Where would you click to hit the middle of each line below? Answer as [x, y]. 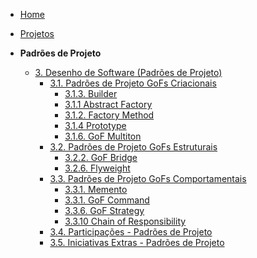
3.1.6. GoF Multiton [103, 136]
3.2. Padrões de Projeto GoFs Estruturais [133, 147]
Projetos [37, 33]
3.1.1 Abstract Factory [108, 104]
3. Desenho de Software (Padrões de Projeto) [128, 72]
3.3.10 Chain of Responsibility [125, 221]
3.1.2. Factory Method [109, 115]
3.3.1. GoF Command [107, 200]
